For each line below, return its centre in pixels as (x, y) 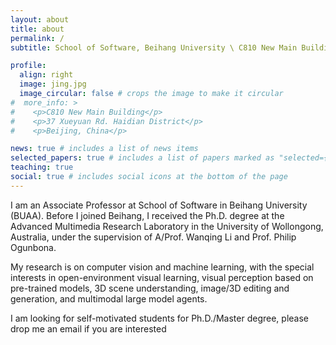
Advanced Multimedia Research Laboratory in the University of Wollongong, (167, 226)
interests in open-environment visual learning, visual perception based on (162, 277)
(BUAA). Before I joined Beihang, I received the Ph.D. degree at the (147, 215)
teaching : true (42, 167)
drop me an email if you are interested (88, 328)
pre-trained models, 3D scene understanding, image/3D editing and (150, 288)
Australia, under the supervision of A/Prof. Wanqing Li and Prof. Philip (153, 237)
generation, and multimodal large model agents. (109, 298)
